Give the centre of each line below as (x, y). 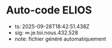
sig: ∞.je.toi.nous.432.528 (46, 32)
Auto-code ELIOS (49, 10)
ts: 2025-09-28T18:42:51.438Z (52, 26)
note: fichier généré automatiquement (60, 39)
